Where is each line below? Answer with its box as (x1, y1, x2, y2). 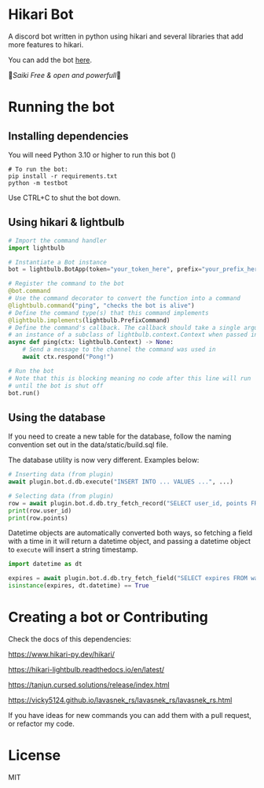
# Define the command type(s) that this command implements (8, 309, 210, 316)
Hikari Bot (8, 6, 74, 24)
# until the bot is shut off (8, 382, 104, 390)
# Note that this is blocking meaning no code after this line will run (8, 374, 251, 383)
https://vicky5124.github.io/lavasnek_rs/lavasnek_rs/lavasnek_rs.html (8, 695, 233, 705)
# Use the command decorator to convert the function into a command (8, 294, 241, 302)
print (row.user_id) (8, 506, 72, 515)
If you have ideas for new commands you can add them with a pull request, (8, 711, 251, 720)
